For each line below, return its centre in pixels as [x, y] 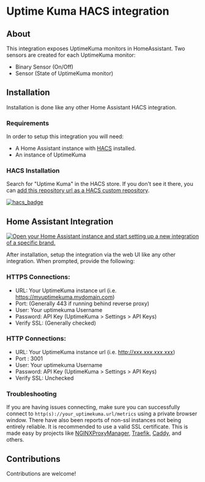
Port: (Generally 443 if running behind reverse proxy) [82, 303]
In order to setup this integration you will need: [65, 136]
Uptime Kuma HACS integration [88, 11]
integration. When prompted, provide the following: [71, 261]
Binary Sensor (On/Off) [44, 67]
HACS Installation [33, 171]
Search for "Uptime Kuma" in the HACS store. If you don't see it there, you [100, 184]
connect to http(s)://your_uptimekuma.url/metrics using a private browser [102, 413]
